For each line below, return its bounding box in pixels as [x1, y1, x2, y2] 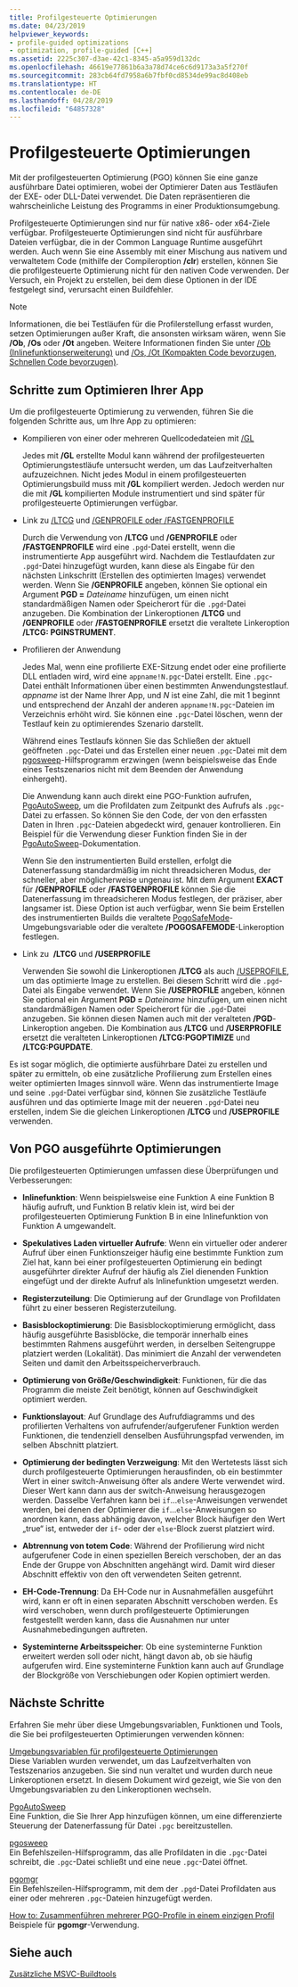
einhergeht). [21, 773, 68, 784]
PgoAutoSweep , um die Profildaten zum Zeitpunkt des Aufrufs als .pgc [21, 800, 281, 811]
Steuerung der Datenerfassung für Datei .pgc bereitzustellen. [9, 1820, 233, 1831]
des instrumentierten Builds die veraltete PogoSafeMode [21, 912, 230, 923]
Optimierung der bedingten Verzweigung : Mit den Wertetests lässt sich [21, 1456, 288, 1467]
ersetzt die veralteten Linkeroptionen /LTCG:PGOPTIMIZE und [21, 1032, 251, 1043]
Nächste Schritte [9, 1695, 105, 1711]
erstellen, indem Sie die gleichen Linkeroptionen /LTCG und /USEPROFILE [9, 1107, 280, 1117]
